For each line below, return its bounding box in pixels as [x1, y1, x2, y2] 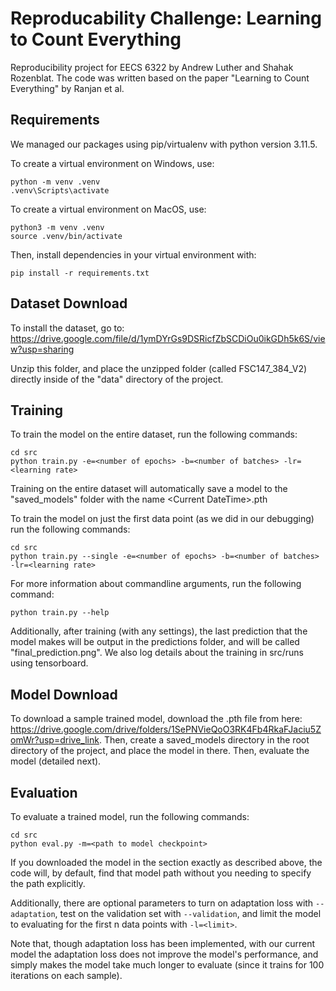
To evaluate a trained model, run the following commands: [10, 811, 250, 822]
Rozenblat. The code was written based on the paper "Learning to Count [10, 72, 310, 84]
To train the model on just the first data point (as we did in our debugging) [10, 513, 315, 525]
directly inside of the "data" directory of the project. [10, 373, 224, 385]
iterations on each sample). [10, 970, 123, 981]
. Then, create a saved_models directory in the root [98, 734, 310, 746]
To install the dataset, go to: [10, 322, 125, 334]
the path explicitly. [10, 878, 86, 889]
